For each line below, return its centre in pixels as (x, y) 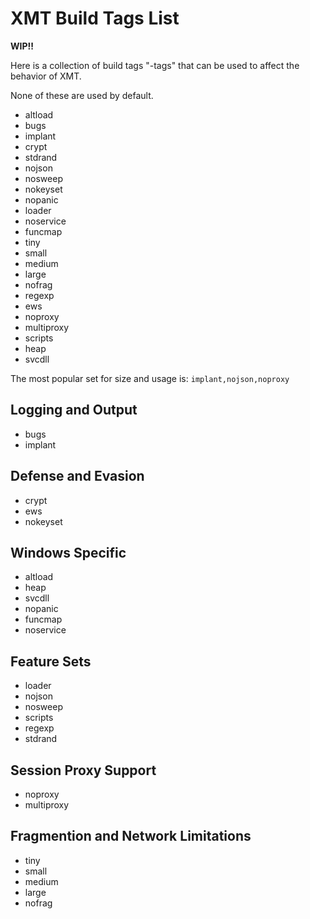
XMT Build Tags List (95, 18)
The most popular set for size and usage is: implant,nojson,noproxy (150, 378)
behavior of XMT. (46, 76)
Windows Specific (68, 552)
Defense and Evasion (77, 476)
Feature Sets (51, 661)
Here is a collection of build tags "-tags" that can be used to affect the (155, 65)
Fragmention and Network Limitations (131, 836)
